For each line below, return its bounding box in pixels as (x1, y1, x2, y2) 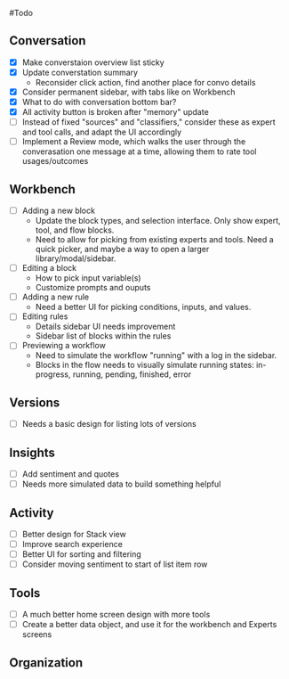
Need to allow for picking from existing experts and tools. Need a (35, 234, 274, 245)
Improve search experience (21, 539, 123, 550)
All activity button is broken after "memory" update (21, 107, 209, 118)
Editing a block (21, 263, 77, 274)
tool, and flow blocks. (35, 225, 115, 235)
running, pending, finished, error (72, 369, 192, 380)
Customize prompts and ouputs (35, 282, 151, 293)
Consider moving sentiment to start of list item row (21, 559, 208, 569)
